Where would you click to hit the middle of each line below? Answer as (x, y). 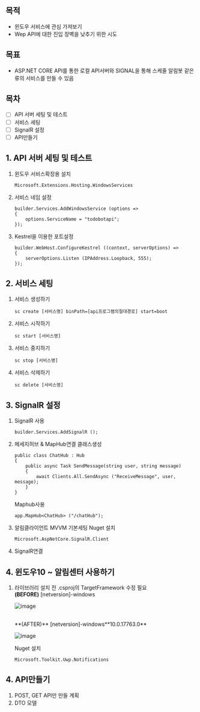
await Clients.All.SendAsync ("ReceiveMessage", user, (106, 477)
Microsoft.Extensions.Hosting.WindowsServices (74, 185)
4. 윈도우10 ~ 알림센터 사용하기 (60, 572)
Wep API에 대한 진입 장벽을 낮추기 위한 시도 (66, 34)
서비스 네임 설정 (33, 197)
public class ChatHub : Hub (49, 456)
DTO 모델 (26, 703)
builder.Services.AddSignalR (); (56, 432)
